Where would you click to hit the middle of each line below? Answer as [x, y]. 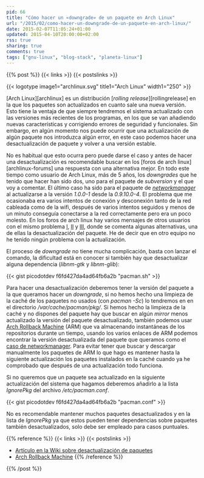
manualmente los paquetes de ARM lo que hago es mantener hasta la [93, 352]
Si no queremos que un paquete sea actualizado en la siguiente [86, 377]
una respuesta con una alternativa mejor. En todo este [122, 168]
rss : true [19, 40]
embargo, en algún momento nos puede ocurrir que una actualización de [98, 130]
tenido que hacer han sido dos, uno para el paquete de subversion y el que [100, 181]
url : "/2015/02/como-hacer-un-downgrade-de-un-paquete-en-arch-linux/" [99, 23]
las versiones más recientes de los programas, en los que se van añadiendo [101, 118]
